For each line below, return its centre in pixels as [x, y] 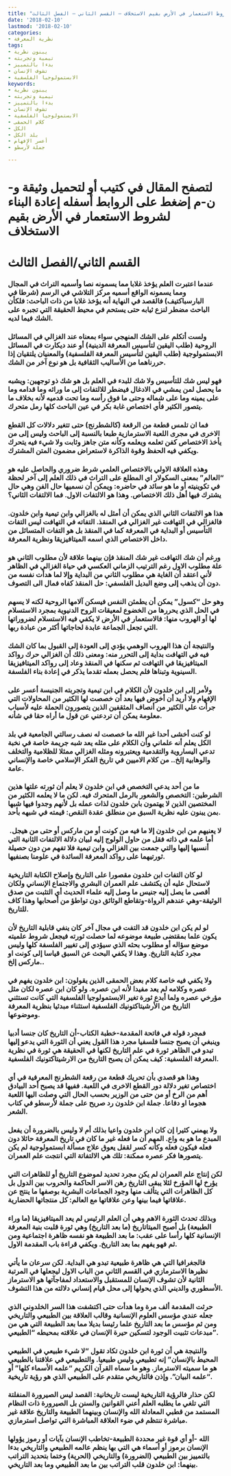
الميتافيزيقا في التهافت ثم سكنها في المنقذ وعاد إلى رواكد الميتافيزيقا [108, 663]
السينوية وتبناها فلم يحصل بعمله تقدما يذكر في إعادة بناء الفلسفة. [102, 671]
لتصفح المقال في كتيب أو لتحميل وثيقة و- [110, 188]
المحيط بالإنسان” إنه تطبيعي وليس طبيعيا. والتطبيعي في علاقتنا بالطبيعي [113, 1359]
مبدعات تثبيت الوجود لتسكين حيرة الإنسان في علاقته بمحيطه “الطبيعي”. [113, 1332]
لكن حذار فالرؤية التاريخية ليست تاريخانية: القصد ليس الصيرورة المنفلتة [111, 1395]
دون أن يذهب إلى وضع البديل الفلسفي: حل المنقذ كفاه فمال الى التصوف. [114, 583]
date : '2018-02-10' [36, 20]
